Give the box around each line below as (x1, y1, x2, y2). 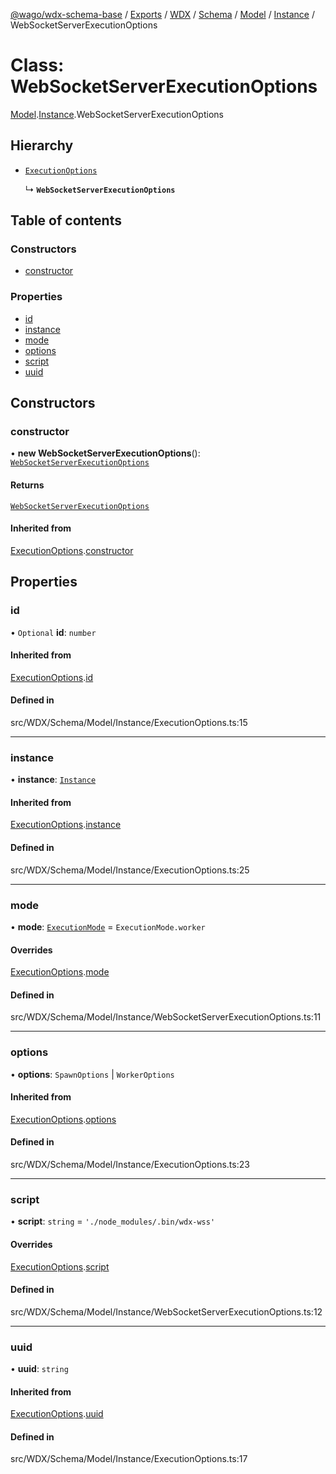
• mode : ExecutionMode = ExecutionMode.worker (10, 920, 206, 933)
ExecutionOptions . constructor (10, 544, 134, 556)
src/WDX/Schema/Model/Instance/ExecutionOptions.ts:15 (10, 716, 248, 728)
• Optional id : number (10, 626, 97, 638)
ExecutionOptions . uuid (10, 1408, 104, 1420)
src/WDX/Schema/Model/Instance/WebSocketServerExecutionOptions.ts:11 (10, 1011, 322, 1023)
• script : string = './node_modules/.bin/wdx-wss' (10, 1215, 216, 1228)
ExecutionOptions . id (10, 671, 94, 683)
